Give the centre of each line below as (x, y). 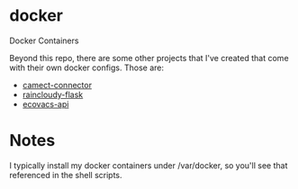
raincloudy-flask (53, 94)
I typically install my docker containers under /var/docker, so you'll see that (149, 165)
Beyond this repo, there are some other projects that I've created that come (149, 58)
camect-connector (57, 85)
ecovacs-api (45, 103)
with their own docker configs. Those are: (87, 67)
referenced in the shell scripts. (66, 175)
